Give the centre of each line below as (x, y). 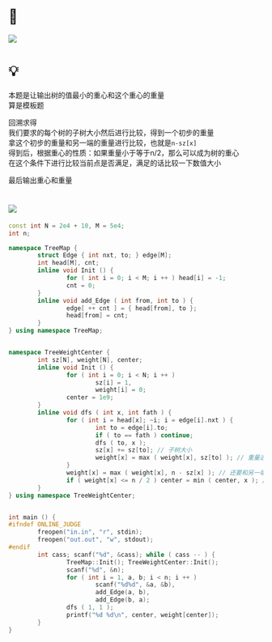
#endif (19, 547)
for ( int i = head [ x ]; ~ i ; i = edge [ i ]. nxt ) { (150, 420)
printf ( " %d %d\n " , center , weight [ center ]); (142, 614)
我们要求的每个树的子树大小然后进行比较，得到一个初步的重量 (111, 132)
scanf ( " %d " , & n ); (96, 570)
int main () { (32, 517)
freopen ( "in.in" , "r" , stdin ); (90, 532)
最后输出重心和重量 (40, 180)
